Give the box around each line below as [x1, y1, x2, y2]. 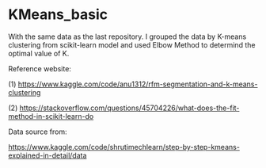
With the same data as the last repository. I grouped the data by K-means [8, 32, 247, 41]
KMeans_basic [8, 6, 108, 24]
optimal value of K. [8, 48, 70, 58]
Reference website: [8, 63, 71, 73]
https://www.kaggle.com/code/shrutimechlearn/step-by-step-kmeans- [8, 142, 240, 151]
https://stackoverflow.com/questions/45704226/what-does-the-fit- [19, 103, 240, 113]
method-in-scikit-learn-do [8, 111, 94, 120]
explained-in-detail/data [8, 151, 87, 160]
